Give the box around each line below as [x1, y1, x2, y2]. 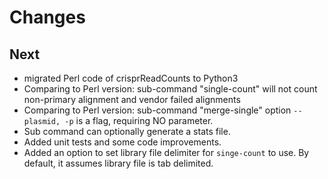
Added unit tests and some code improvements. [23, 136, 222, 148]
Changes [9, 6, 86, 29]
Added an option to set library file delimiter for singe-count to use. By [23, 147, 310, 158]
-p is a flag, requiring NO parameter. [64, 115, 214, 126]
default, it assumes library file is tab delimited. [23, 157, 214, 169]
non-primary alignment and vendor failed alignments [23, 94, 241, 105]
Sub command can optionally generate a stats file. [23, 126, 231, 137]
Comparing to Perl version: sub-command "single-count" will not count [23, 83, 318, 95]
